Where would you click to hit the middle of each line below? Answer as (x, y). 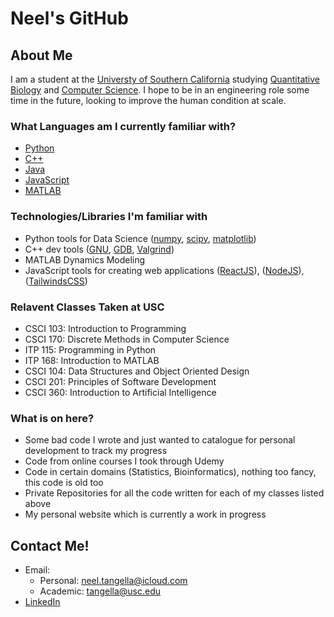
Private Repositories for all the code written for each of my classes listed (174, 493)
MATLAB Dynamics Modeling (85, 259)
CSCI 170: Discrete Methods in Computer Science (127, 339)
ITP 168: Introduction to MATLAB (92, 360)
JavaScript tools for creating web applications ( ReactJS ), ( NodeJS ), (164, 270)
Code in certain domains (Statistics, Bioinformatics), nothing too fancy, (170, 472)
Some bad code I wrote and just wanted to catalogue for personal (160, 440)
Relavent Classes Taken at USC (87, 307)
